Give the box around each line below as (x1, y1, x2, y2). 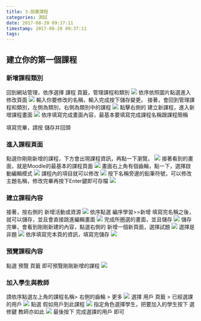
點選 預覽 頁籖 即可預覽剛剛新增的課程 (6, 262, 100, 269)
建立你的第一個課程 (6, 54, 77, 65)
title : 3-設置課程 (6, 8, 49, 15)
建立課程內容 (6, 194, 44, 202)
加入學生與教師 (6, 279, 50, 287)
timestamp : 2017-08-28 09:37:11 (6, 25, 87, 32)
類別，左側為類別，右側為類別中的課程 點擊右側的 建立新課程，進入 (16, 103, 190, 111)
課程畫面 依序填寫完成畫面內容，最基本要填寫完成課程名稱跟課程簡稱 (11, 111, 188, 118)
